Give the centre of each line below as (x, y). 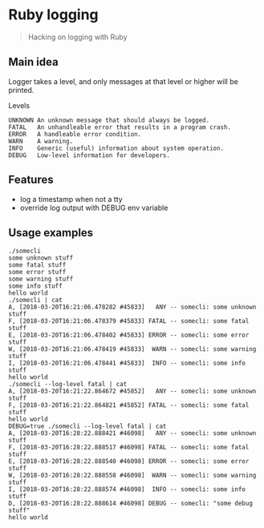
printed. (21, 90)
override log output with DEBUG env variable (94, 208)
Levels (19, 105)
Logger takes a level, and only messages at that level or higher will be (123, 81)
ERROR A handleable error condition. (75, 134)
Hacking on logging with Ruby (77, 37)
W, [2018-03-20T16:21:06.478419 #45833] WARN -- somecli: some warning (132, 349)
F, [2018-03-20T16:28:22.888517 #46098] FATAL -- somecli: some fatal (129, 447)
